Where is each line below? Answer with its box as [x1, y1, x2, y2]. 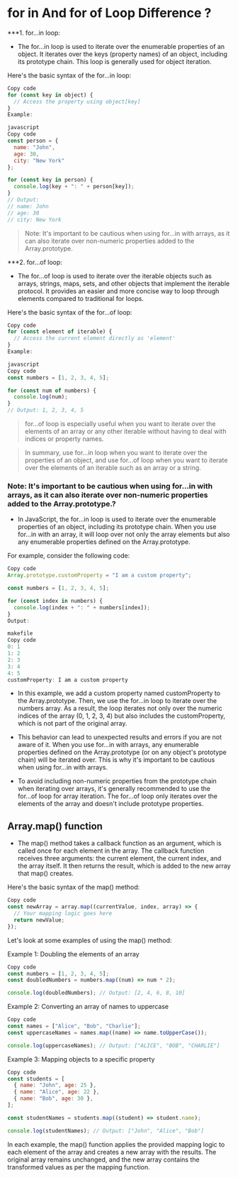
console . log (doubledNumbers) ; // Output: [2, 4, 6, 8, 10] [7, 989, 186, 997]
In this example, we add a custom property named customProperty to [17, 689, 221, 697]
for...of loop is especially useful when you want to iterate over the [24, 420, 216, 428]
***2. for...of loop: [7, 258, 62, 266]
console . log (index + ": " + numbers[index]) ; [13, 604, 151, 611]
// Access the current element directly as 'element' [13, 335, 176, 342]
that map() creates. [17, 869, 74, 878]
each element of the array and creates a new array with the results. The [7, 1147, 217, 1156]
